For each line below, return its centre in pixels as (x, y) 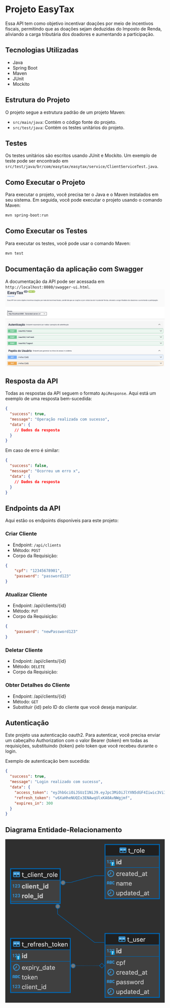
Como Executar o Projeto (45, 182)
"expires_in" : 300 (34, 803)
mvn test (14, 253)
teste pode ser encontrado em (37, 161)
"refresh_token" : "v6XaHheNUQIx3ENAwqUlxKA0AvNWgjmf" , (73, 798)
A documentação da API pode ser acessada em (55, 281)
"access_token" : (32, 792)
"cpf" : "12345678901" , (38, 571)
